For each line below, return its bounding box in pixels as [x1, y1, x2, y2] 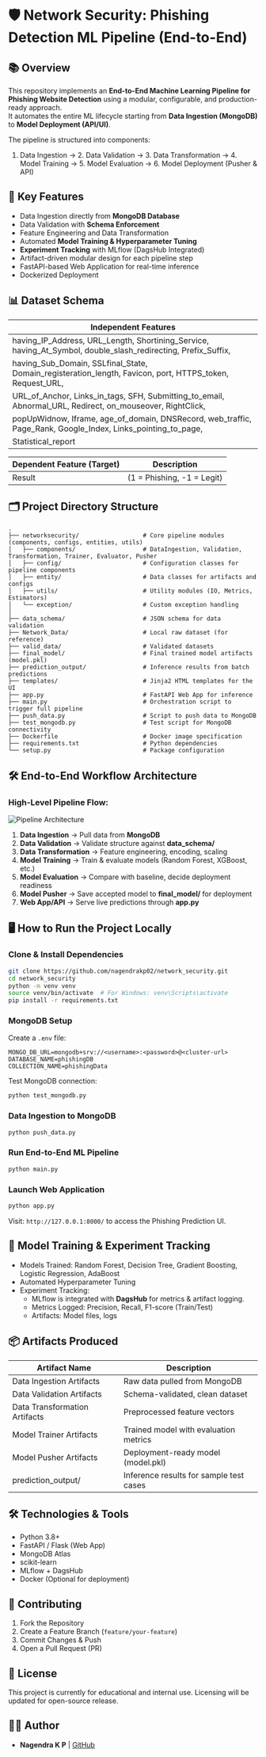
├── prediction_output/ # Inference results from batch [8, 663, 249, 672]
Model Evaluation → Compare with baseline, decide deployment [19, 872, 231, 882]
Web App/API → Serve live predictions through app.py [19, 898, 199, 907]
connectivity [8, 726, 51, 734]
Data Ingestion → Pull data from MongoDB [19, 830, 161, 840]
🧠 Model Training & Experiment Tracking [8, 1239, 211, 1252]
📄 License [8, 1667, 58, 1680]
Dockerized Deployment [19, 270, 99, 280]
